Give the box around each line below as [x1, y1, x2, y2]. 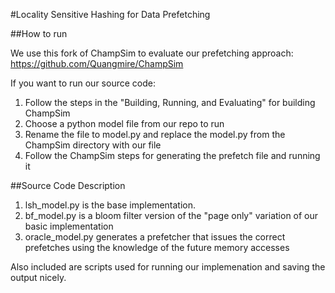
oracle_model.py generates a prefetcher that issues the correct [24, 231, 286, 243]
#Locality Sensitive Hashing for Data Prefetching [10, 9, 211, 20]
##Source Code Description [10, 180, 126, 191]
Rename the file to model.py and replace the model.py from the [24, 129, 286, 140]
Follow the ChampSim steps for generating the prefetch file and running [24, 150, 321, 161]
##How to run [10, 28, 68, 39]
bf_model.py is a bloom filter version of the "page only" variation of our [24, 210, 319, 221]
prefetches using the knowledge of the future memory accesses [24, 242, 290, 253]
